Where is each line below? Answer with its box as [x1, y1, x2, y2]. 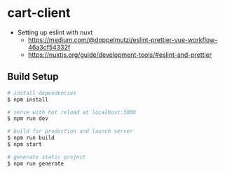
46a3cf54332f [27, 43, 71, 51]
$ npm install [7, 96, 49, 103]
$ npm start [7, 141, 42, 148]
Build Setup [7, 71, 59, 83]
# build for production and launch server [7, 128, 133, 135]
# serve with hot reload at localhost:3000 [7, 109, 137, 116]
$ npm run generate [7, 160, 64, 167]
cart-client [7, 5, 71, 21]
